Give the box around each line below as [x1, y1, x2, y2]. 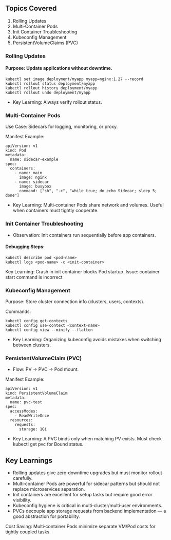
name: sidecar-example [10, 157, 59, 162]
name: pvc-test [10, 400, 43, 405]
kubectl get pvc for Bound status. [12, 441, 84, 448]
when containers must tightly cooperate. [12, 208, 99, 214]
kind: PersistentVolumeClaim [5, 390, 68, 396]
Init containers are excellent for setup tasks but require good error [12, 492, 153, 498]
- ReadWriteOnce [14, 413, 50, 418]
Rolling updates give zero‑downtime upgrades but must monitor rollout [12, 470, 163, 476]
